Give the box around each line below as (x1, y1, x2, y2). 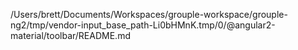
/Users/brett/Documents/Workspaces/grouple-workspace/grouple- (10, 9, 288, 20)
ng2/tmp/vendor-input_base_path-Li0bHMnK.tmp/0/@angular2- (10, 19, 276, 31)
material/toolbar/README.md (10, 30, 131, 41)
